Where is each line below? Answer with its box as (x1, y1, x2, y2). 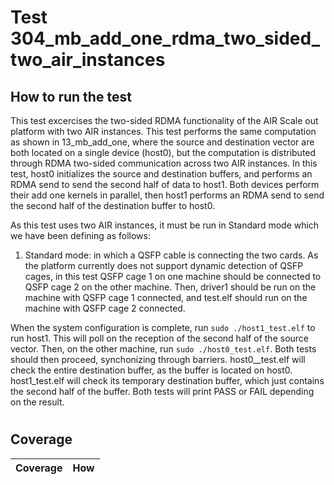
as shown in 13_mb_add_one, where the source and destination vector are (10, 136, 315, 148)
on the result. (10, 396, 65, 408)
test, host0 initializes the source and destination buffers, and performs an (10, 168, 313, 180)
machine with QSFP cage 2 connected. (24, 302, 186, 314)
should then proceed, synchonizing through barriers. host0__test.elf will (10, 354, 306, 365)
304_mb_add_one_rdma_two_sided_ (10, 27, 320, 50)
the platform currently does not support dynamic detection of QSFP (24, 260, 304, 271)
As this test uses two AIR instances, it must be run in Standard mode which (10, 219, 320, 231)
